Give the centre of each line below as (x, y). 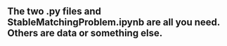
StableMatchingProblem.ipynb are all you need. (113, 23)
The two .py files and (54, 11)
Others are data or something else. (85, 33)
